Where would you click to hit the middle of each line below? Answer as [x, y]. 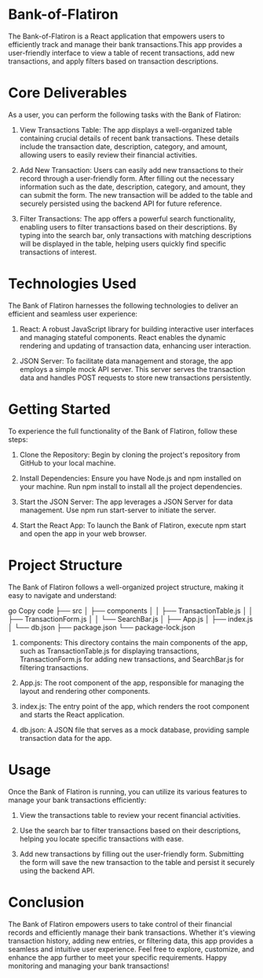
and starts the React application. [72, 714]
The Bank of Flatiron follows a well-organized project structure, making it [126, 587]
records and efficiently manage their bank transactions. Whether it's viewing [132, 932]
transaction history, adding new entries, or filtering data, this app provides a [131, 940]
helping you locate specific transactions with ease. [102, 838]
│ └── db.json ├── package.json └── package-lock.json [102, 627]
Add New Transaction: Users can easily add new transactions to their [131, 170]
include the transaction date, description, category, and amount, [123, 146]
